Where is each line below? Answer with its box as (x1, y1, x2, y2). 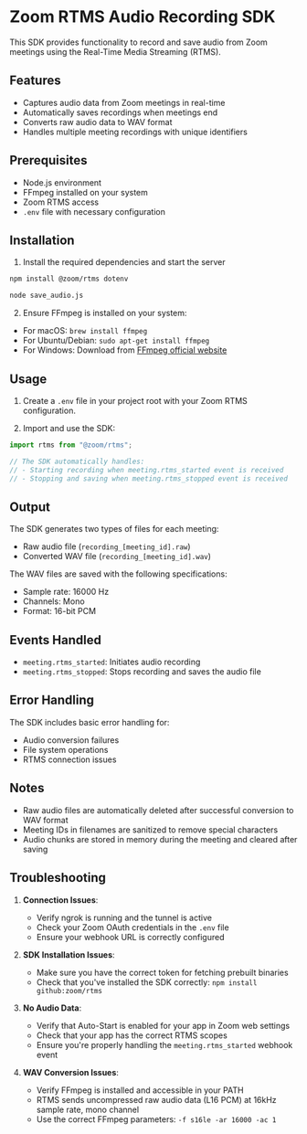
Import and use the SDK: (22, 422, 116, 433)
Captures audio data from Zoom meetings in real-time (22, 97, 226, 108)
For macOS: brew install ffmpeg (22, 325, 148, 336)
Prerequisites (9, 153, 88, 168)
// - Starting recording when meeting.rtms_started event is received (9, 465, 284, 474)
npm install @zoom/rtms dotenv (9, 274, 129, 284)
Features (9, 73, 61, 89)
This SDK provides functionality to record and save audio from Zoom (9, 37, 268, 48)
